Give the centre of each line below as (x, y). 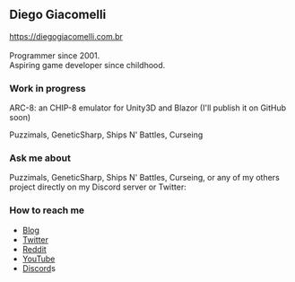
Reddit (34, 249)
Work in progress (48, 88)
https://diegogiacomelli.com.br (66, 36)
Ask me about (40, 158)
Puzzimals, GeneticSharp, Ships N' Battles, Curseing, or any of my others (144, 178)
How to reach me (47, 210)
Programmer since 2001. (55, 55)
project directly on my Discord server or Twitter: (98, 187)
